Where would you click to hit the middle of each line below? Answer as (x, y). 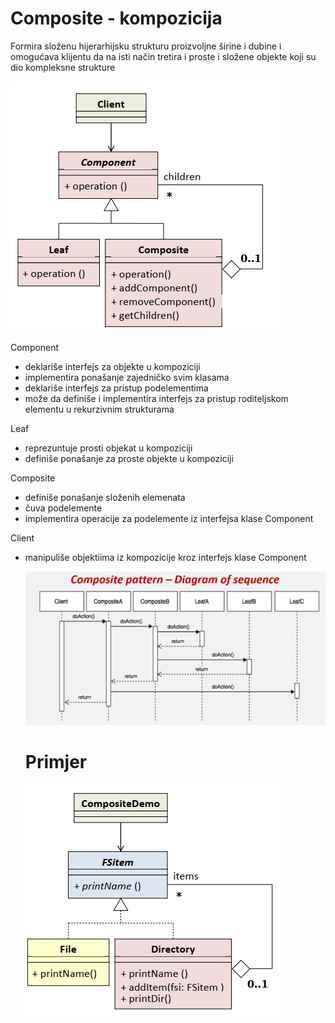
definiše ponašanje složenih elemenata (105, 497)
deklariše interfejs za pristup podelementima (116, 388)
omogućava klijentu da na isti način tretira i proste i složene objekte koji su (163, 56)
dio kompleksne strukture (63, 67)
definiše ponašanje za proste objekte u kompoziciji (129, 458)
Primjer (56, 762)
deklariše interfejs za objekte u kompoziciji (112, 366)
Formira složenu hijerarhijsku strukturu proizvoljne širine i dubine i (146, 46)
